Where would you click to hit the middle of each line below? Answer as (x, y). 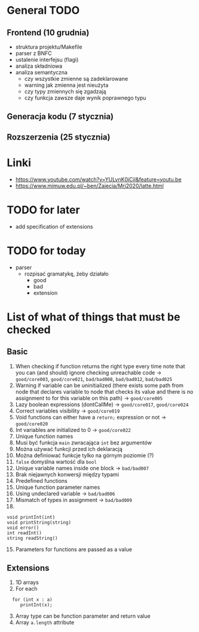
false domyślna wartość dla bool (56, 461)
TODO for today (46, 251)
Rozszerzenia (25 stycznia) (59, 137)
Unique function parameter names (58, 487)
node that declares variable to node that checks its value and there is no (104, 391)
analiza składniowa (39, 66)
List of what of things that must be (94, 317)
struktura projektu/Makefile (49, 47)
